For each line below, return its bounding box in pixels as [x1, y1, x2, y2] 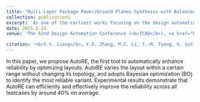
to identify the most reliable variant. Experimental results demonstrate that [6, 76, 188, 84]
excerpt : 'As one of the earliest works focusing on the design [6, 20, 169, 26]
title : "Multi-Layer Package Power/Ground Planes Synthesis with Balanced [6, 8, 196, 15]
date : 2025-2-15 [6, 25, 46, 31]
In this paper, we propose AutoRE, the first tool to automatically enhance [6, 58, 183, 65]
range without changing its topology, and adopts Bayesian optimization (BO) [6, 71, 193, 77]
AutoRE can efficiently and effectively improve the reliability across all [6, 83, 177, 90]
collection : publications [6, 14, 70, 20]
